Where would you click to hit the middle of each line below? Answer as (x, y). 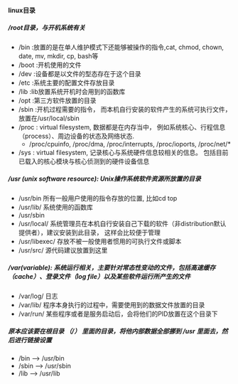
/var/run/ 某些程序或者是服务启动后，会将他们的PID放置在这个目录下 (118, 314)
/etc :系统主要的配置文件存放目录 (66, 82)
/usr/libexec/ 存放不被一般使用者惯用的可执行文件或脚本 (100, 241)
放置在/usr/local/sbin (49, 118)
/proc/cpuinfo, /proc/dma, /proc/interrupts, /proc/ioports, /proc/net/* (130, 144)
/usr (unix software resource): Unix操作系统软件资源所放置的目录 (105, 179)
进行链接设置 (33, 340)
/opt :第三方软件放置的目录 (57, 100)
